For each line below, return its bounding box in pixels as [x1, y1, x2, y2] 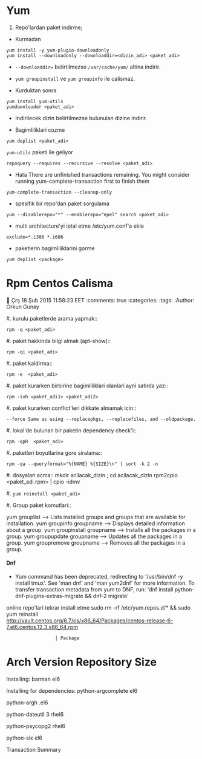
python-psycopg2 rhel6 [6, 723, 65, 730]
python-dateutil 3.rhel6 [6, 711, 64, 718]
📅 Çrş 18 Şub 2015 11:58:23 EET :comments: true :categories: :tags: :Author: [6, 296, 195, 304]
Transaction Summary [6, 746, 62, 754]
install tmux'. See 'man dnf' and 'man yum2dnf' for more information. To [15, 579, 195, 587]
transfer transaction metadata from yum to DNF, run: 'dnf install [15, 586, 174, 593]
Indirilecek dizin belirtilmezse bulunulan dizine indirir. [15, 114, 147, 121]
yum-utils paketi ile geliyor [6, 148, 74, 155]
